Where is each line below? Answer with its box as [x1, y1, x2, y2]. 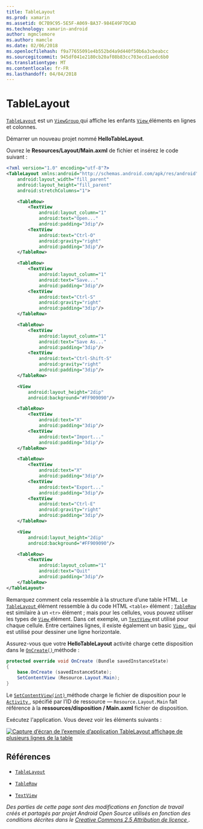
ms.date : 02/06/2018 [6, 43, 59, 49]
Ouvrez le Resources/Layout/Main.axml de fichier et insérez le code [6, 147, 179, 155]
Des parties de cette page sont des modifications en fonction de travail [6, 803, 184, 810]
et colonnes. [6, 124, 37, 131]
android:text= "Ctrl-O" [38, 232, 96, 238]
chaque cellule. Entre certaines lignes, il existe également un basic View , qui [6, 622, 196, 629]
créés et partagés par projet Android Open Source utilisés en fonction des [6, 810, 191, 817]
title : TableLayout [6, 8, 56, 15]
